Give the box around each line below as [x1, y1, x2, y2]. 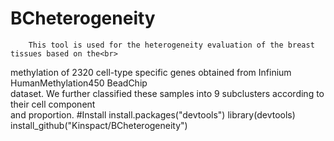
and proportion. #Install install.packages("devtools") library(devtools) [10, 108, 296, 121]
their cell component [10, 98, 96, 110]
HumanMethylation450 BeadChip [10, 77, 148, 89]
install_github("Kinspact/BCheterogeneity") [10, 119, 188, 131]
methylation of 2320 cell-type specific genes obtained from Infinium [10, 66, 292, 78]
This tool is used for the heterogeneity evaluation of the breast [28, 40, 315, 50]
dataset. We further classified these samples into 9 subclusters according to [10, 87, 325, 99]
